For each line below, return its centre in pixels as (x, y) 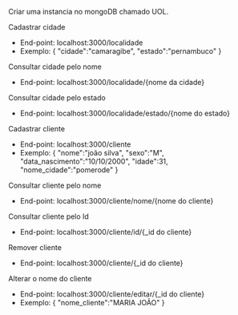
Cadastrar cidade (37, 27)
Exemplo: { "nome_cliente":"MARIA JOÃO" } (93, 303)
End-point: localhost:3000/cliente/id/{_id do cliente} (106, 232)
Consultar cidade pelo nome (55, 67)
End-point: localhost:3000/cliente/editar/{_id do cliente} (112, 294)
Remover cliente (35, 247)
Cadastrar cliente (37, 129)
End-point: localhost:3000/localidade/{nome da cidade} (112, 82)
